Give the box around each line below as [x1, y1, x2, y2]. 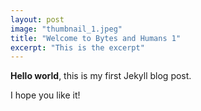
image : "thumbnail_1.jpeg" [10, 24, 123, 34]
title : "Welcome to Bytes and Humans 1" [10, 33, 182, 43]
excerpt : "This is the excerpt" [10, 42, 145, 53]
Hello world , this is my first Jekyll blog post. [10, 70, 192, 82]
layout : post [10, 14, 65, 25]
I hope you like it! [10, 89, 81, 101]
